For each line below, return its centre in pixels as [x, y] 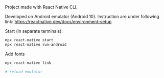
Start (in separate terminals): [34, 31]
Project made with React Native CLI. [41, 7]
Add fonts [15, 54]
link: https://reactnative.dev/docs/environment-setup [58, 22]
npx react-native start [29, 40]
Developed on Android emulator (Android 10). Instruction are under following [82, 16]
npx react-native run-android [36, 44]
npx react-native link [28, 63]
